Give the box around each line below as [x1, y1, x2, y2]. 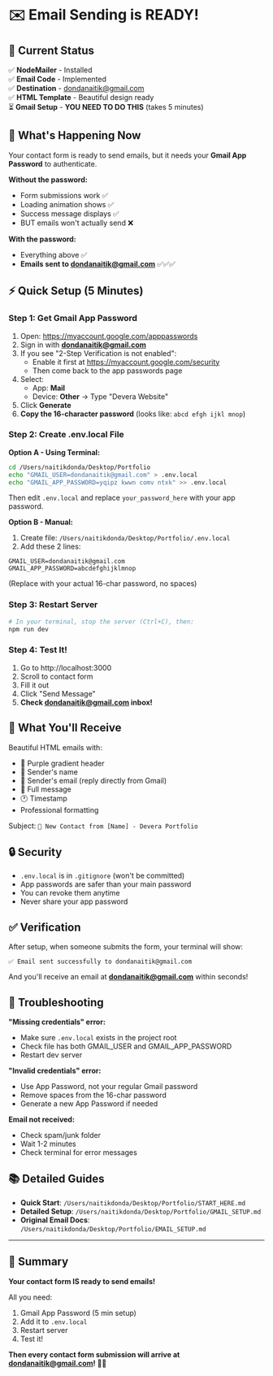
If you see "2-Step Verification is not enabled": [19, 348, 177, 358]
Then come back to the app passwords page [32, 366, 183, 375]
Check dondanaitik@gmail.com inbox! [19, 697, 153, 707]
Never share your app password [19, 896, 128, 906]
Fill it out [19, 679, 50, 690]
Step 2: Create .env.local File [8, 429, 124, 441]
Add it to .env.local [19, 1317, 88, 1326]
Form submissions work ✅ [19, 190, 109, 200]
